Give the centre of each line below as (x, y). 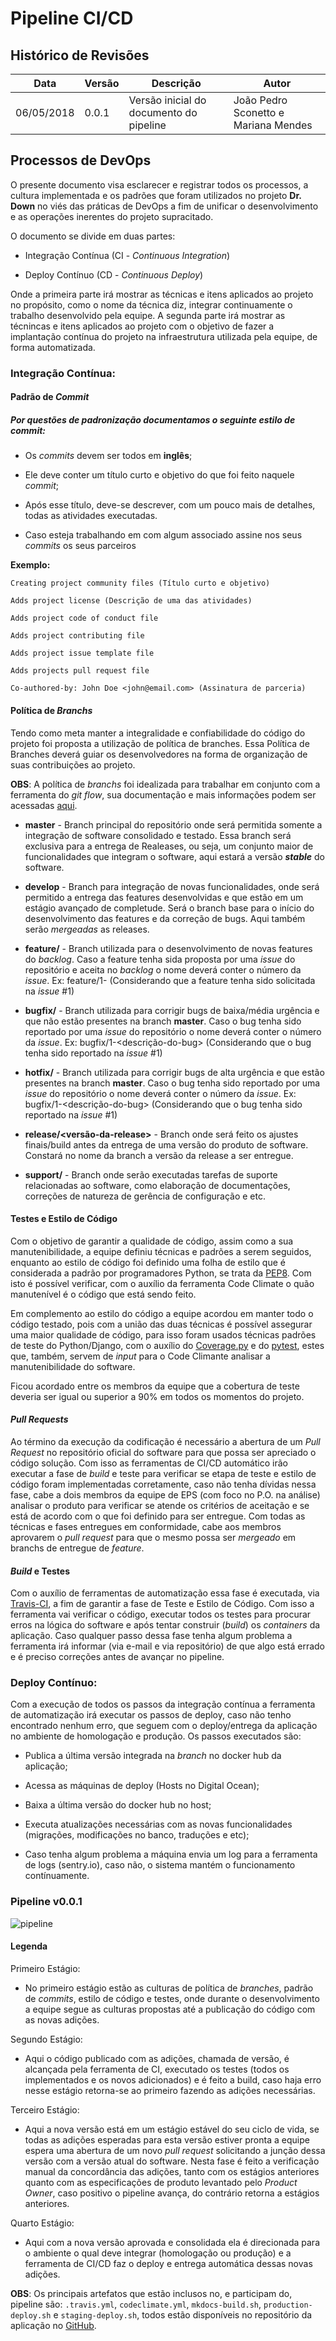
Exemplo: (30, 565)
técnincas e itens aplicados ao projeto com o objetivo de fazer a (142, 326)
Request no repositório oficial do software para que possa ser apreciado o (163, 1452)
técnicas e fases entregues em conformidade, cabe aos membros (146, 1526)
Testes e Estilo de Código (64, 1219)
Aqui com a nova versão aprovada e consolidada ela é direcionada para (172, 2242)
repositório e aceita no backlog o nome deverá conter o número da (163, 969)
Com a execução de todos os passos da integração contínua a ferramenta (163, 1704)
